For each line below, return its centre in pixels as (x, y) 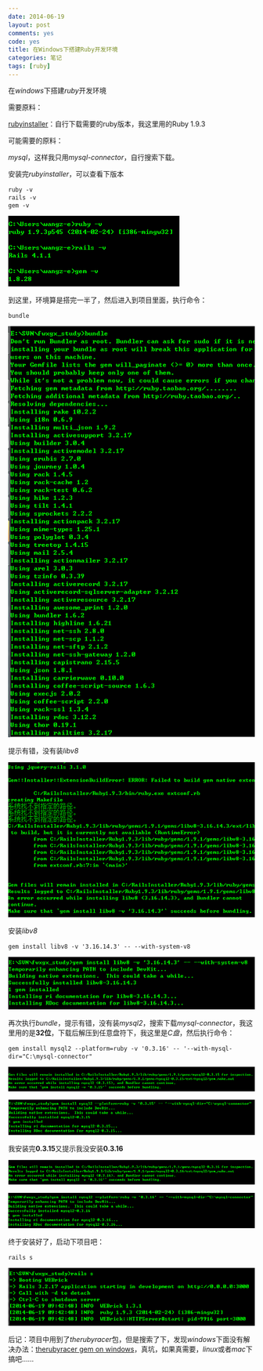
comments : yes (31, 33)
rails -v (22, 197)
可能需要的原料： (36, 140)
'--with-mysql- (208, 1048)
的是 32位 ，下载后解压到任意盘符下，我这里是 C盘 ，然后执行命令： (128, 1033)
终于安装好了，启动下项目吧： (56, 1242)
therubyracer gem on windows (85, 1349)
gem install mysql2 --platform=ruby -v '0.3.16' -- (94, 1048)
